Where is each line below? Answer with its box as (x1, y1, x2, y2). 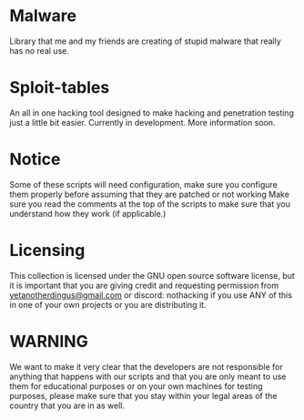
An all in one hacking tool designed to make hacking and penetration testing (9, 107, 294, 118)
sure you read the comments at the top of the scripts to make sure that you (9, 198, 291, 210)
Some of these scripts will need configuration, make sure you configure (9, 179, 278, 190)
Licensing (9, 241, 86, 261)
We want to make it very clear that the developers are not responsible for (9, 361, 284, 372)
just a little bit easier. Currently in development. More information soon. (9, 117, 276, 128)
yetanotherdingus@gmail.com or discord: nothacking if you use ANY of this (9, 289, 293, 301)
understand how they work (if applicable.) (9, 208, 167, 219)
